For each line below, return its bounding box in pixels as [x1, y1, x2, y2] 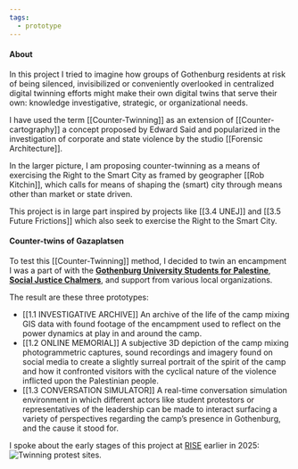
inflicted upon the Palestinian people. [21, 375, 159, 386]
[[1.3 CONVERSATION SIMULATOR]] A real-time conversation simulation [21, 384, 288, 395]
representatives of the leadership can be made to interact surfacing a [21, 403, 278, 415]
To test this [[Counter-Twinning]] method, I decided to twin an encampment [9, 255, 287, 266]
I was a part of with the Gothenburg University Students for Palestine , [9, 265, 271, 276]
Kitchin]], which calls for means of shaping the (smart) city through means [9, 179, 283, 190]
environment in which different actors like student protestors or [21, 394, 255, 405]
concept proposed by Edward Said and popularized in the [68, 124, 281, 135]
